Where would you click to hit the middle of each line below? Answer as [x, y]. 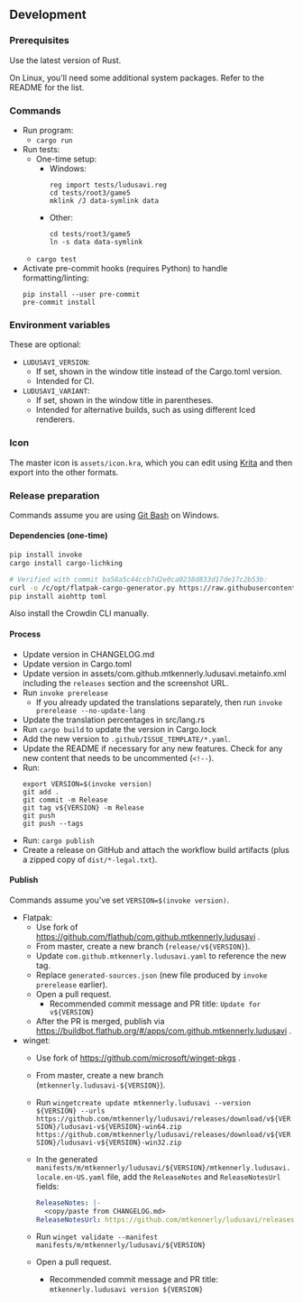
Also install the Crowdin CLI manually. [79, 613]
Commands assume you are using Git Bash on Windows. [115, 515]
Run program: [48, 130]
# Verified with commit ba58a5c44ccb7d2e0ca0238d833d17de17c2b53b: [139, 579]
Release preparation [55, 495]
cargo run [55, 140]
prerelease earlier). [72, 984]
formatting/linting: [55, 278]
